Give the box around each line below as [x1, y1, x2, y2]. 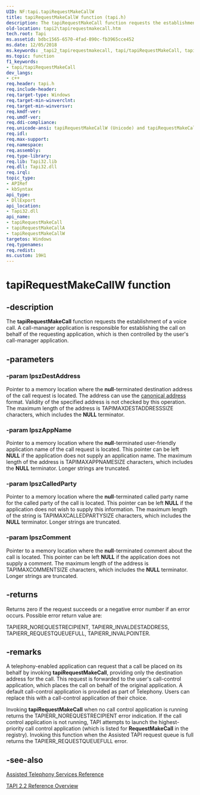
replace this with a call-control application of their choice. [6, 694, 148, 701]
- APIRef [6, 181, 28, 187]
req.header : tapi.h [6, 81, 55, 87]
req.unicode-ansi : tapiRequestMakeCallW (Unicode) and [6, 125, 145, 131]
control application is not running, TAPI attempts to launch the [6, 719, 158, 726]
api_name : [6, 214, 31, 220]
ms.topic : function [6, 53, 55, 59]
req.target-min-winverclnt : [6, 97, 76, 103]
